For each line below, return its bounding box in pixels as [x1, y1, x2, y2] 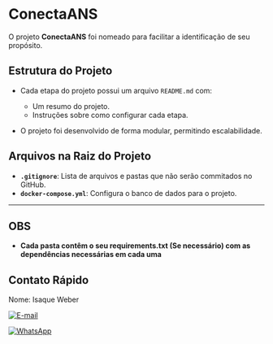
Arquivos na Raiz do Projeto [8, 150, 152, 163]
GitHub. [19, 180, 46, 189]
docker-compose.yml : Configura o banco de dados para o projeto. [19, 188, 237, 198]
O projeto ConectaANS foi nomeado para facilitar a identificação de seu [8, 32, 250, 41]
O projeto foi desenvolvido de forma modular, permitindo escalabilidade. [19, 125, 262, 135]
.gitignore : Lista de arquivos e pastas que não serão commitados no [19, 171, 253, 181]
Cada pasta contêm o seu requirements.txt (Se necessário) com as [19, 241, 251, 250]
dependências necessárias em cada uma [19, 250, 162, 259]
